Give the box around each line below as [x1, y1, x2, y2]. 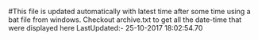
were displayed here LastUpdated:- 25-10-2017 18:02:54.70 [8, 24, 203, 32]
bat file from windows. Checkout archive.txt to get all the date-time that [8, 15, 242, 24]
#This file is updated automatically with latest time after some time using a [8, 7, 252, 16]
